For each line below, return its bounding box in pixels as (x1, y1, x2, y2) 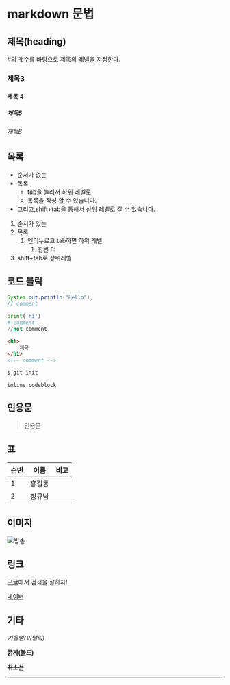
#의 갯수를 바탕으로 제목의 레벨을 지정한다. (7, 55, 121, 63)
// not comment (7, 325, 48, 332)
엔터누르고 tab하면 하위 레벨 (27, 236, 103, 245)
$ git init (7, 369, 38, 377)
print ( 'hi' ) (7, 313, 41, 320)
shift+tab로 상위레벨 (16, 253, 72, 262)
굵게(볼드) (7, 649, 34, 657)
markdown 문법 (7, 6, 94, 22)
